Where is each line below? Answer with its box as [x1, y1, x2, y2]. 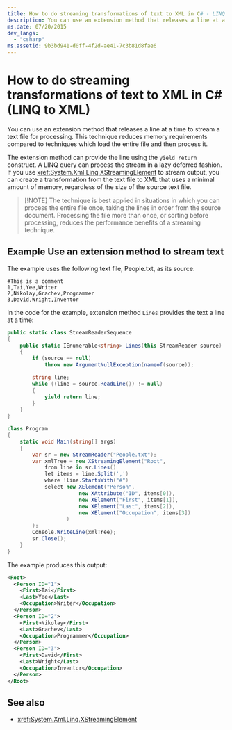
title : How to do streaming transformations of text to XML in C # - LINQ [7, 10, 226, 17]
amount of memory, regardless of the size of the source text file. [7, 182, 192, 191]
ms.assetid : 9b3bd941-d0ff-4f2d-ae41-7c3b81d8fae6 [7, 42, 157, 49]
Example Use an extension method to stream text [7, 246, 224, 258]
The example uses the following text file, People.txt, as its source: [7, 264, 196, 273]
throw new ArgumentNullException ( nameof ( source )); [44, 362, 194, 368]
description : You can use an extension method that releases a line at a [7, 17, 226, 24]
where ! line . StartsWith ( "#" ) [44, 477, 129, 484]
